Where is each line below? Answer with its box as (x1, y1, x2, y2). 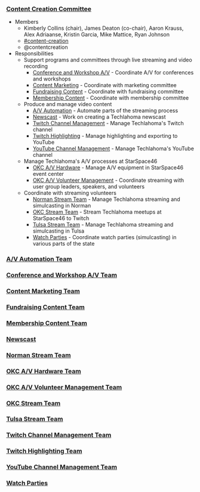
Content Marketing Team (6, 287, 81, 295)
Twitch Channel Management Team (6, 431, 112, 440)
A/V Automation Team (6, 255, 73, 264)
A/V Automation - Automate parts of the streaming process (32, 107, 179, 115)
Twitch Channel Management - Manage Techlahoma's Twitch (32, 120, 184, 127)
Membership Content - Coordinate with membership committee (32, 94, 189, 101)
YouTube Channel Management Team (6, 463, 118, 471)
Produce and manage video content (23, 101, 112, 108)
